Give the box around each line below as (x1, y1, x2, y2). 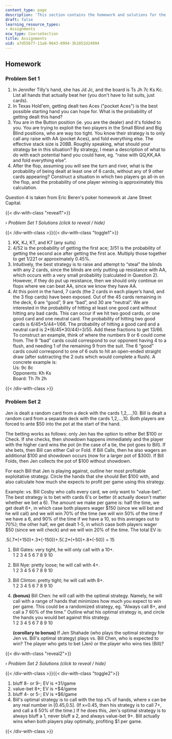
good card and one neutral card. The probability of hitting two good (12, 316, 156, 322)
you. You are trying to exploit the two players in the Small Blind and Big (12, 125, 162, 131)
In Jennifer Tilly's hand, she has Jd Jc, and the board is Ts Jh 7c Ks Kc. (12, 86, 163, 93)
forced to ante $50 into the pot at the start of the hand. (5, 421, 121, 427)
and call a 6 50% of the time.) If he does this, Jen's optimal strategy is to (12, 707, 166, 713)
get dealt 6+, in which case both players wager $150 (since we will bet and (5, 505, 163, 511)
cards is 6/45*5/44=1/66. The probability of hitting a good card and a (12, 321, 160, 328)
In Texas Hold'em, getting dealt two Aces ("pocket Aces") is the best (12, 103, 158, 109)
